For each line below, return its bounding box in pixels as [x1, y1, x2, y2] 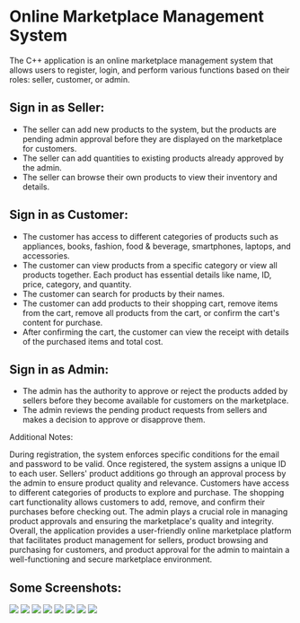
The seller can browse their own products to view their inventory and [22, 171, 278, 182]
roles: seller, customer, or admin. [9, 74, 130, 84]
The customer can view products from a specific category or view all [22, 259, 278, 270]
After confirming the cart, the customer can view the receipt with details [22, 326, 289, 338]
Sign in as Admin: [9, 362, 110, 377]
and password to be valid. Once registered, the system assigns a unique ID [9, 459, 287, 469]
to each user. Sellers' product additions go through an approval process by [9, 469, 287, 479]
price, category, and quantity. [22, 278, 132, 289]
